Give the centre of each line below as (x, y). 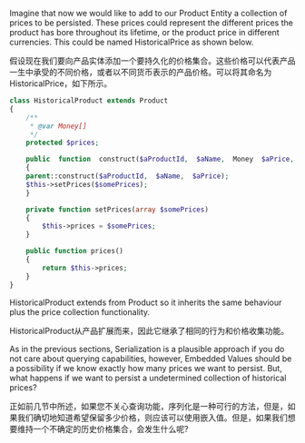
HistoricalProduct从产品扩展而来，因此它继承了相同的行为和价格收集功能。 (149, 330)
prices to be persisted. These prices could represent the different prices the (151, 23)
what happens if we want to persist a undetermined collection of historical (148, 378)
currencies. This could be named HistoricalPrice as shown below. (132, 42)
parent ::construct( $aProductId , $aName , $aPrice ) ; (128, 176)
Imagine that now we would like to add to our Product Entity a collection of (148, 13)
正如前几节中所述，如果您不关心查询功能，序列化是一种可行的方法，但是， (148, 406)
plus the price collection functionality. (80, 311)
